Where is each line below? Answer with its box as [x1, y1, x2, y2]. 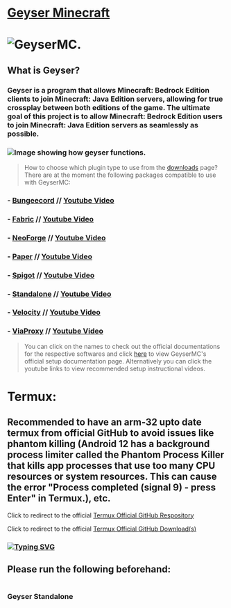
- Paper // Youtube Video [7, 251, 92, 261]
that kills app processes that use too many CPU [7, 460, 216, 471]
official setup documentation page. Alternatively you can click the [24, 357, 212, 365]
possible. [7, 129, 40, 139]
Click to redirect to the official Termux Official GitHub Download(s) [7, 524, 196, 533]
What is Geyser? [7, 64, 80, 76]
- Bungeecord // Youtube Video [7, 195, 114, 205]
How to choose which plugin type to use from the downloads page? [24, 163, 219, 171]
